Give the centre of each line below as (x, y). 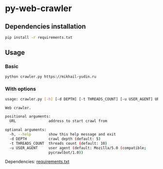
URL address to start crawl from (58, 121)
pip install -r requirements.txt (39, 37)
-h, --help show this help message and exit (63, 135)
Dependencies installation (46, 26)
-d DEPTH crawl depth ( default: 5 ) (55, 139)
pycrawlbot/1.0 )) (66, 152)
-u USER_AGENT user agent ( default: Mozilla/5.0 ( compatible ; (78, 148)
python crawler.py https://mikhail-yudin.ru (51, 76)
